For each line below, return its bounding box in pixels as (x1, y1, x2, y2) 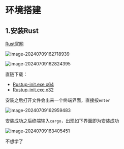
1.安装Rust (5, 26, 39, 35)
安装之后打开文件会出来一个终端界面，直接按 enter (5, 97, 110, 103)
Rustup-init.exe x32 (12, 87, 54, 93)
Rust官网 (5, 41, 24, 47)
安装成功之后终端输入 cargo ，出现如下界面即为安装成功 (5, 118, 119, 124)
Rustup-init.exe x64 (12, 82, 54, 87)
